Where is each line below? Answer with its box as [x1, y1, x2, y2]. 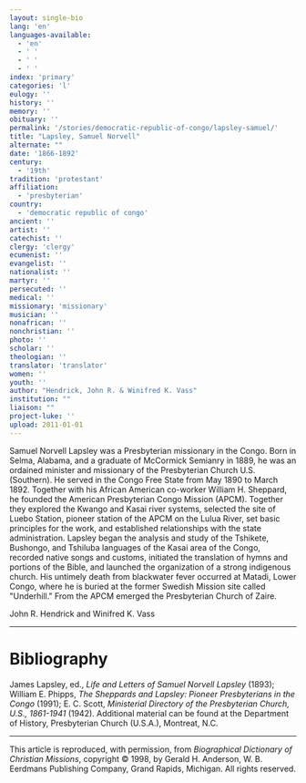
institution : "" [9, 395, 71, 404]
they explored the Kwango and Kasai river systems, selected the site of [9, 503, 276, 514]
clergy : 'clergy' [9, 242, 76, 252]
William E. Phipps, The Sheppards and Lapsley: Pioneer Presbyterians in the [9, 688, 296, 699]
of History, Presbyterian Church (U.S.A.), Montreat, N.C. [9, 717, 219, 728]
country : [9, 200, 43, 210]
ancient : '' [9, 216, 55, 226]
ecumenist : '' [9, 251, 64, 260]
